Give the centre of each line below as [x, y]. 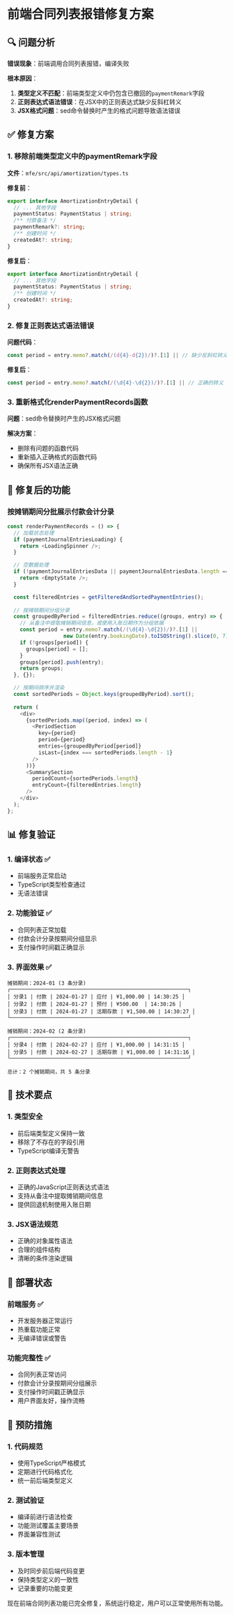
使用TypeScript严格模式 [51, 1463]
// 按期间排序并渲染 [39, 688]
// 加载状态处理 [34, 533]
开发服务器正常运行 [45, 1321]
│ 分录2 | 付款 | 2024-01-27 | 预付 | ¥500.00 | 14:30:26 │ [95, 1004]
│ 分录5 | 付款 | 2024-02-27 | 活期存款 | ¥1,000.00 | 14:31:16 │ [101, 1052]
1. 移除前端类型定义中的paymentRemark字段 [82, 157]
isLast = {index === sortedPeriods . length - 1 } [105, 753]
